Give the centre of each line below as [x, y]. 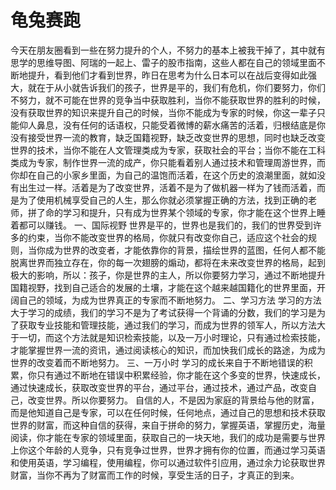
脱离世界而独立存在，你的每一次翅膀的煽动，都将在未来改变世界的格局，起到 [168, 262]
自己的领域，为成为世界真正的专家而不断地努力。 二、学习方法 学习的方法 [170, 300]
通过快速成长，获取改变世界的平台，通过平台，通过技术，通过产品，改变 [159, 387]
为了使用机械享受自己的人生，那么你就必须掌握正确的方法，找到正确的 [163, 200]
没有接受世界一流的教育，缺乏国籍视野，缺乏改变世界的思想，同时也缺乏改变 [168, 137]
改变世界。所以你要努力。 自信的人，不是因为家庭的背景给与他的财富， [173, 400]
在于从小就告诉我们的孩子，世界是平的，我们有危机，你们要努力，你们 [181, 87]
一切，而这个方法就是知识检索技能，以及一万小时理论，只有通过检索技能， [172, 337]
